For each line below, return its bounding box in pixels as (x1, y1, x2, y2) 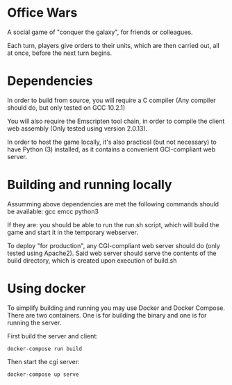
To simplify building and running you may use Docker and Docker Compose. (7, 304, 226, 312)
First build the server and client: (7, 331, 99, 340)
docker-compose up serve (7, 370, 79, 378)
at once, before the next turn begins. (7, 49, 113, 57)
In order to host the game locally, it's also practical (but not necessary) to (7, 138, 217, 146)
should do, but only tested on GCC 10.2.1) (7, 103, 126, 112)
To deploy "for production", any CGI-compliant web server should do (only (7, 241, 220, 249)
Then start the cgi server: (7, 357, 80, 366)
